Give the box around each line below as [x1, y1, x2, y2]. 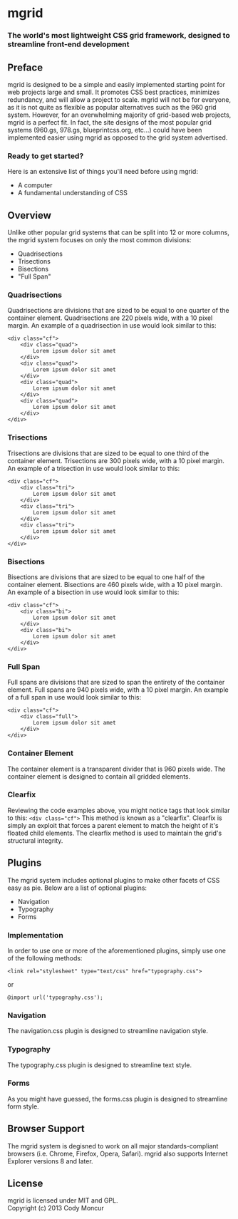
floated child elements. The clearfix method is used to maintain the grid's [7, 829, 222, 837]
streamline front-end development [7, 39, 130, 49]
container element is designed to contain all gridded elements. [7, 772, 191, 781]
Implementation [7, 930, 64, 940]
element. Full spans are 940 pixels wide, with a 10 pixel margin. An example [7, 685, 229, 694]
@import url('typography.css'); [7, 994, 103, 1001]
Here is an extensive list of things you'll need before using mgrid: [7, 167, 198, 176]
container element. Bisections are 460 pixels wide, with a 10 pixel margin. [7, 580, 223, 588]
